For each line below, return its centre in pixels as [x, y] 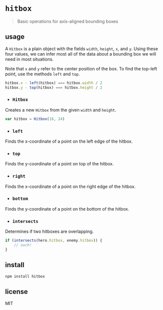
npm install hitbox [25, 276]
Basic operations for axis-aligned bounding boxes [67, 21]
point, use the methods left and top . [43, 74]
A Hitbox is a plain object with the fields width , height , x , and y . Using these [82, 49]
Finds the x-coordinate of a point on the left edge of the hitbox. [69, 141]
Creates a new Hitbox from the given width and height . [61, 110]
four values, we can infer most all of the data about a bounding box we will [81, 54]
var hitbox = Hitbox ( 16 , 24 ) [35, 119]
